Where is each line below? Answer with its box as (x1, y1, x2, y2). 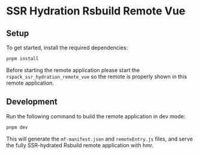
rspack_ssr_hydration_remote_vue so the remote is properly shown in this (6, 73, 187, 80)
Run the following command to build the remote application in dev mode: (6, 112, 186, 120)
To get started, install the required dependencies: (6, 44, 128, 51)
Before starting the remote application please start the (6, 66, 140, 73)
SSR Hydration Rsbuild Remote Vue (6, 4, 186, 18)
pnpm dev (6, 124, 28, 130)
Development (6, 97, 58, 107)
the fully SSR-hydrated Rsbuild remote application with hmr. (6, 141, 154, 148)
